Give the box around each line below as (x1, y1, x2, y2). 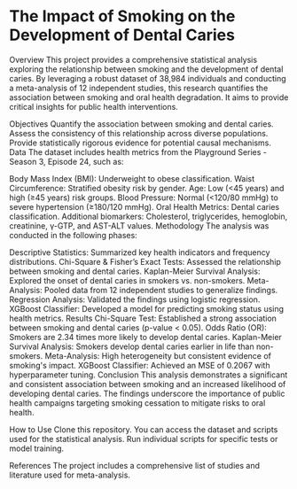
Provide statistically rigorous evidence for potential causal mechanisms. (9, 137, 272, 148)
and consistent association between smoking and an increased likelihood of (9, 378, 286, 389)
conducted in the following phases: (9, 229, 137, 240)
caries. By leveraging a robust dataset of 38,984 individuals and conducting (9, 73, 286, 83)
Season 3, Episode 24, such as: (9, 156, 124, 167)
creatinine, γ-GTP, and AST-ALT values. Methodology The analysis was (9, 220, 270, 231)
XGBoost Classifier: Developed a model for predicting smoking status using (9, 303, 285, 314)
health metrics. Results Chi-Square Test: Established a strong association (9, 313, 277, 323)
